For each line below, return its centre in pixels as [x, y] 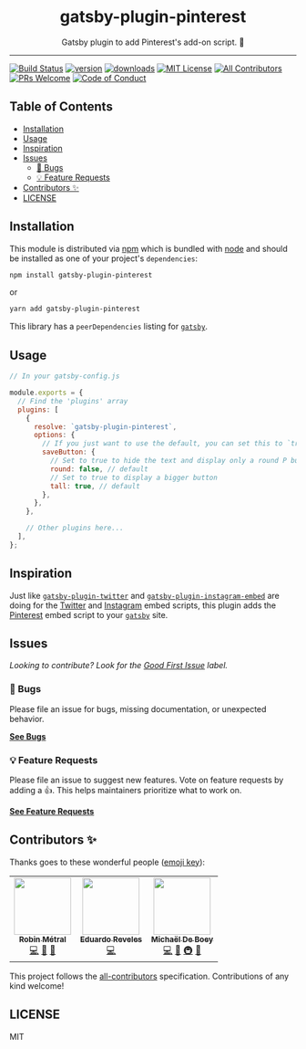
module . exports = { [46, 393]
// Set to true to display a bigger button [134, 477]
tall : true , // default [95, 486]
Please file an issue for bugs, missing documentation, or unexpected [138, 708]
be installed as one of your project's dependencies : [104, 258]
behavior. [27, 719]
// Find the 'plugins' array [73, 401]
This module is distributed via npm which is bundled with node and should [149, 248]
